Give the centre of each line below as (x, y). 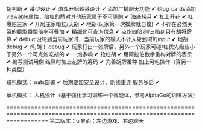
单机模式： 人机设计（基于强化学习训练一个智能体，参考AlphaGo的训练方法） (102, 95)
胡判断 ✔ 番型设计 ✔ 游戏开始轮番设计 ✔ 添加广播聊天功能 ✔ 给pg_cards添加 (101, 9)
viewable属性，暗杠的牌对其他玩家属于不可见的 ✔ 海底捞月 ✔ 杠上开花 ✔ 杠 (100, 16)
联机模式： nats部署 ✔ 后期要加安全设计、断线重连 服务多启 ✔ (83, 82)
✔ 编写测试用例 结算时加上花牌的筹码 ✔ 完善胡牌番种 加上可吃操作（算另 (96, 62)
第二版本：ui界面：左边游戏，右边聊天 (97, 121)
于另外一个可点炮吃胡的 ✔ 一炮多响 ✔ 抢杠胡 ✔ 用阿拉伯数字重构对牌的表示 (99, 54)
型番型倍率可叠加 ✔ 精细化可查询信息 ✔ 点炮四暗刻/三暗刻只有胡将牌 (107, 31)
